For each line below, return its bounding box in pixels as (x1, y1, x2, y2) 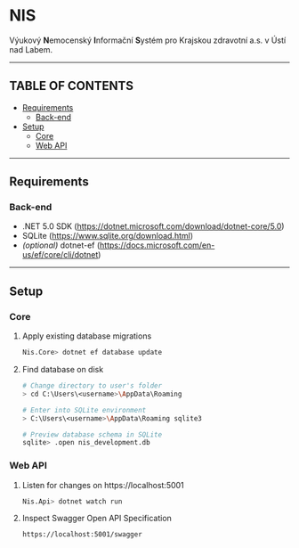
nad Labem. (9, 44, 53, 54)
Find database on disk (21, 364, 104, 374)
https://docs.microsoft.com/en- (99, 240, 215, 250)
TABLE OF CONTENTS (9, 78, 133, 94)
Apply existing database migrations (21, 331, 152, 341)
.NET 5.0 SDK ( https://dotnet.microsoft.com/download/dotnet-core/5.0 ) (21, 221, 285, 232)
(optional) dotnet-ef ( (21, 240, 101, 250)
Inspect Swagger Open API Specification (21, 513, 172, 524)
